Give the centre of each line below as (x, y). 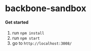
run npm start (26, 38)
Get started (17, 22)
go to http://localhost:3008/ (42, 43)
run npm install (28, 33)
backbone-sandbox (46, 8)
